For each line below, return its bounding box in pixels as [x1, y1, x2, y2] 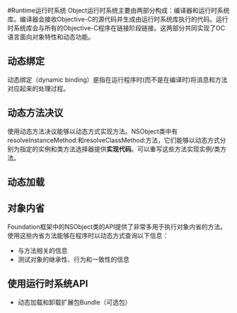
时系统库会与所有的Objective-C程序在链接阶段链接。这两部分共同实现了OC [7, 24, 226, 32]
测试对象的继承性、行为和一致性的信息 [17, 255, 129, 264]
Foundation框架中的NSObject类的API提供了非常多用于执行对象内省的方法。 [7, 222, 227, 231]
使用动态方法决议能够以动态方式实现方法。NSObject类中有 [7, 126, 178, 136]
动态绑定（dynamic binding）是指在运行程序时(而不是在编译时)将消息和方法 [7, 75, 228, 83]
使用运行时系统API [7, 278, 88, 290]
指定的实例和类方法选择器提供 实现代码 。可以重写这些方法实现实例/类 [19, 144, 221, 153]
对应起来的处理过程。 [7, 84, 69, 93]
